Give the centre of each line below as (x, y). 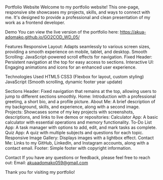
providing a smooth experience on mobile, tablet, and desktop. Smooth (76, 52)
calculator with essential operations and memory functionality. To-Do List (78, 122)
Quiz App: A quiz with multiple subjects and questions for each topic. (74, 133)
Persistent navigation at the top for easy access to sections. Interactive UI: (80, 62)
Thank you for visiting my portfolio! (40, 172)
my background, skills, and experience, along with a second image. (72, 107)
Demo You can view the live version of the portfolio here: (62, 32)
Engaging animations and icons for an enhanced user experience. (71, 67)
